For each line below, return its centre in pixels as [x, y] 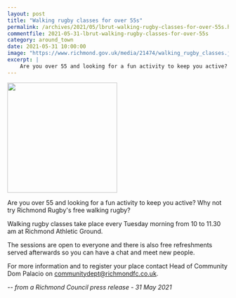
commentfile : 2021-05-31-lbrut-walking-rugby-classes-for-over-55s [108, 33]
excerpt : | [23, 60]
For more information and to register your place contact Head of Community [118, 266]
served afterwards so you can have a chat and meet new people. [101, 252]
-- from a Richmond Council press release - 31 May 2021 [90, 287]
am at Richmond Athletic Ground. [55, 231]
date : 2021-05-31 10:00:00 [47, 46]
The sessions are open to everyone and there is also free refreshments [110, 244]
